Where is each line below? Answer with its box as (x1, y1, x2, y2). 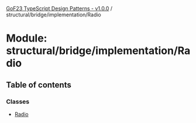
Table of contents (6, 80, 71, 90)
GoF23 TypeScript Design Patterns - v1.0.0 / (6, 5, 113, 12)
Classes (6, 97, 30, 105)
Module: (6, 32, 47, 45)
